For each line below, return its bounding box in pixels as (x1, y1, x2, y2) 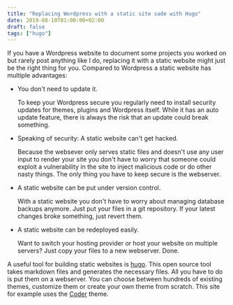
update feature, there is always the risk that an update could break (17, 113, 209, 122)
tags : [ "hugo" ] (7, 29, 52, 37)
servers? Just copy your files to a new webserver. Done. (17, 246, 180, 255)
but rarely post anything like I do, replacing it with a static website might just (7, 57, 226, 65)
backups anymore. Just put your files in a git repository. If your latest (17, 204, 216, 213)
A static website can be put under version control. (17, 183, 161, 192)
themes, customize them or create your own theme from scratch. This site (7, 283, 220, 291)
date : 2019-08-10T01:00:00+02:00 (7, 17, 105, 24)
